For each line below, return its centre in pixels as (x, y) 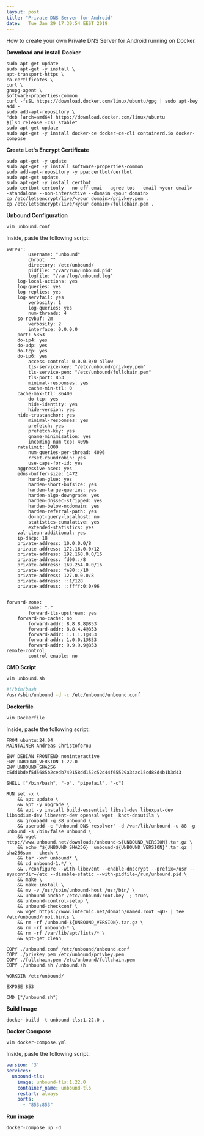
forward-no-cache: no (45, 618)
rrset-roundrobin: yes (57, 458)
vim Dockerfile (26, 718)
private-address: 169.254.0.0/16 (60, 565)
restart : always (38, 1093)
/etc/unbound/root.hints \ (41, 917)
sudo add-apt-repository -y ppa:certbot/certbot (69, 172)
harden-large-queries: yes (63, 490)
